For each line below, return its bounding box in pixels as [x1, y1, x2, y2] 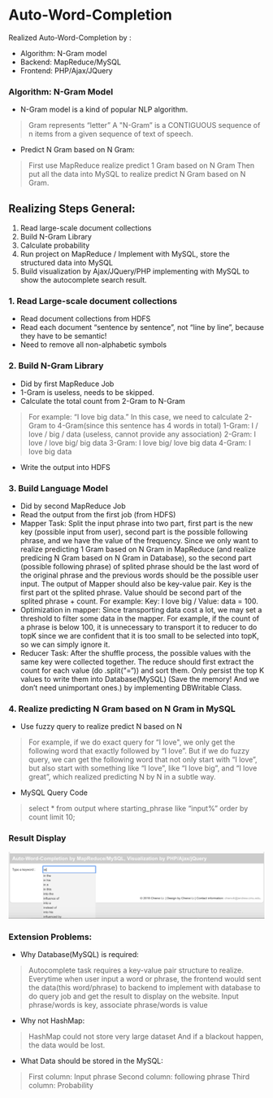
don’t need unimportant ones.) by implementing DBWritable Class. [19, 683, 242, 692]
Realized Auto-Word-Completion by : [8, 33, 132, 42]
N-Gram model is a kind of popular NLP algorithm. [19, 104, 188, 115]
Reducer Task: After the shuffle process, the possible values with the [19, 648, 251, 657]
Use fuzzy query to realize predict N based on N [19, 722, 183, 731]
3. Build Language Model [8, 482, 108, 494]
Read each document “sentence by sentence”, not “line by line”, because [19, 323, 264, 332]
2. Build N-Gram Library [8, 360, 104, 371]
